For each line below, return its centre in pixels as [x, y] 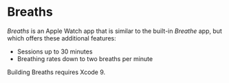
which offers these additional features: [62, 38]
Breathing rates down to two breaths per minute [85, 58]
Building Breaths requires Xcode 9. [56, 72]
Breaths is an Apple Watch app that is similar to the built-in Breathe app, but [115, 31]
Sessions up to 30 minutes [55, 51]
